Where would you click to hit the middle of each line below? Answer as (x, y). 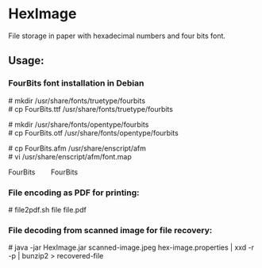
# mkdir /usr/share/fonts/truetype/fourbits (77, 101)
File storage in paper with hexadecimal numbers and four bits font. (117, 36)
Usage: (27, 61)
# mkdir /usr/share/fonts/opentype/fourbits (79, 124)
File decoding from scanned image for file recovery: (110, 230)
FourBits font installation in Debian (76, 83)
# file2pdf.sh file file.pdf (48, 209)
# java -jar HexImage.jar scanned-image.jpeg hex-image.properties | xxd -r (131, 247)
